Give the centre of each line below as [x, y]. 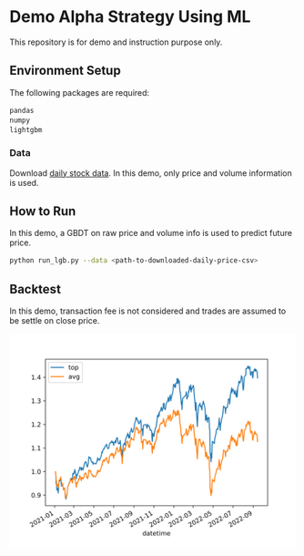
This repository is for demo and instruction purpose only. [116, 42]
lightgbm [26, 129]
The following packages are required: [80, 92]
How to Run [43, 211]
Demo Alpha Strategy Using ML [130, 17]
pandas [22, 110]
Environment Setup [65, 71]
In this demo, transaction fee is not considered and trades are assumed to [148, 311]
